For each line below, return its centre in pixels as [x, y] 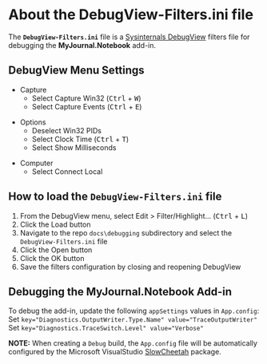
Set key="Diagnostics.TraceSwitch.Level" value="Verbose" [106, 328]
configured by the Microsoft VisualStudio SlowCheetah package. [115, 352]
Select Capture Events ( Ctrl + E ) [87, 106]
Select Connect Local [67, 171]
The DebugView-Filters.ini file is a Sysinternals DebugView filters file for [129, 37]
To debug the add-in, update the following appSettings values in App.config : [134, 311]
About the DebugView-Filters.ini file [131, 15]
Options [33, 122]
